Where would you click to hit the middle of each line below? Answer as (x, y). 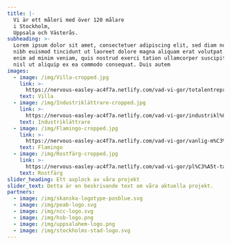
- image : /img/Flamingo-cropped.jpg (66, 128)
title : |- (21, 13)
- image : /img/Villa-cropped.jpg (61, 77)
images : (18, 71)
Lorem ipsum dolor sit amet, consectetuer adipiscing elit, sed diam (115, 45)
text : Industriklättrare (55, 122)
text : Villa (36, 97)
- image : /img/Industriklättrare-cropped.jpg (80, 103)
